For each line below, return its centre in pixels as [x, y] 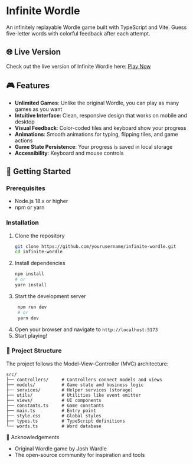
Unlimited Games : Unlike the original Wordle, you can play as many [97, 103]
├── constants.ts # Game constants [55, 406]
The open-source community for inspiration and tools [80, 455]
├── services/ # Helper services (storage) [70, 390]
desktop [25, 122]
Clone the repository [40, 236]
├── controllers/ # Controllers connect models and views [84, 380]
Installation [23, 223]
